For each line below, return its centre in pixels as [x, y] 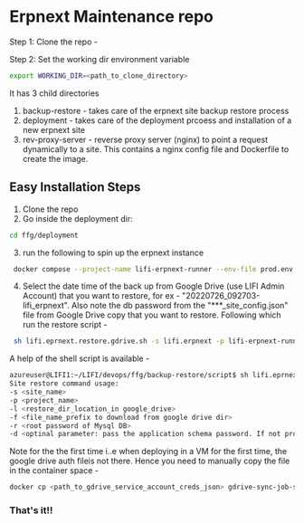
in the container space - [54, 471]
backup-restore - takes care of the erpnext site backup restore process [156, 110]
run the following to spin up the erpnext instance [113, 252]
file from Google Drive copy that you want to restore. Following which [152, 315]
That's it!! [31, 510]
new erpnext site [54, 129]
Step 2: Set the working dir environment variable [100, 59]
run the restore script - [65, 325]
